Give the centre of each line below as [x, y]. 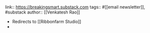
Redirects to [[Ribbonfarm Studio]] [47, 22]
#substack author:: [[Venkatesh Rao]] [43, 12]
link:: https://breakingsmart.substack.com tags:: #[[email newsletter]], [75, 7]
